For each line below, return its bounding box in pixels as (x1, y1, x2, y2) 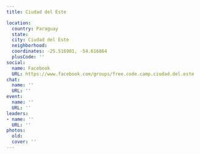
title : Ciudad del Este (6, 9, 67, 15)
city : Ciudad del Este (12, 37, 69, 43)
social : (6, 59, 26, 66)
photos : (6, 127, 26, 134)
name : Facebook (12, 65, 50, 71)
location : (6, 19, 32, 26)
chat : (6, 77, 20, 83)
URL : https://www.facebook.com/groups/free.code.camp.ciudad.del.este (12, 71, 195, 77)
